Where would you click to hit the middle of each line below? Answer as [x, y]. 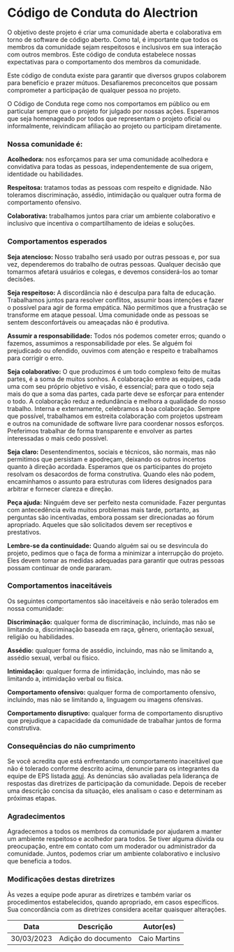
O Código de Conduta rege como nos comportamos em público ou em [109, 103]
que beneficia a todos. [39, 861]
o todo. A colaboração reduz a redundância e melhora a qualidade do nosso [117, 401]
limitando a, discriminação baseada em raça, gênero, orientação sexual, [111, 629]
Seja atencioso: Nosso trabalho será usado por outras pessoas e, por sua [114, 257]
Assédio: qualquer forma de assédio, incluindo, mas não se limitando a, [111, 650]
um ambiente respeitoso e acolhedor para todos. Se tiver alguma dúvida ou [116, 839]
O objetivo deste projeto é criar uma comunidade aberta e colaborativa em [115, 32]
